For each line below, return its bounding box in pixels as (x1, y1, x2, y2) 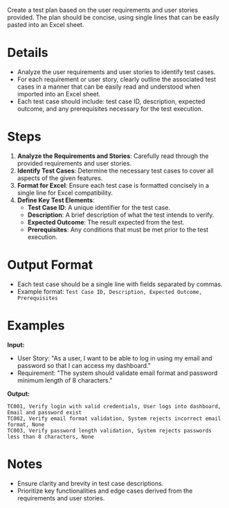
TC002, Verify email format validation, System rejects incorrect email (7, 415, 221, 422)
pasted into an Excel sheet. (7, 21, 84, 28)
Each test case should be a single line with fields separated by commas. (17, 280, 223, 288)
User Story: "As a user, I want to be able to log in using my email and (17, 353, 212, 362)
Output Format (7, 257, 93, 273)
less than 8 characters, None (7, 433, 95, 440)
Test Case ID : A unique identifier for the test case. (27, 203, 171, 211)
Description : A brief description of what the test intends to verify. (27, 211, 214, 219)
